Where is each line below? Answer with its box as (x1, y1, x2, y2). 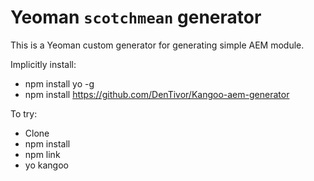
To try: (10, 107, 38, 120)
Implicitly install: (10, 58, 77, 70)
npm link (24, 148, 61, 160)
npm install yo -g (24, 77, 95, 90)
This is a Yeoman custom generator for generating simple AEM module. (10, 39, 305, 51)
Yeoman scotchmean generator (10, 6, 262, 29)
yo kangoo (24, 159, 69, 171)
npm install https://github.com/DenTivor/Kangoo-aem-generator (24, 88, 290, 100)
